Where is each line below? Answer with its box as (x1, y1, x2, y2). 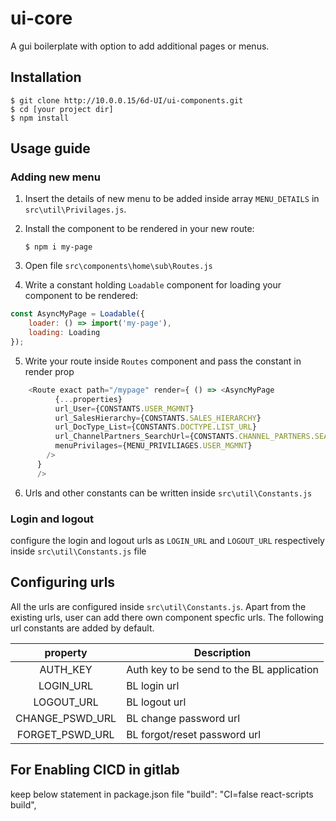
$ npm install (10, 113, 70, 123)
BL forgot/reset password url (126, 727, 262, 741)
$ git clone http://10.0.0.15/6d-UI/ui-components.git (10, 95, 244, 106)
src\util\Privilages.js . (24, 203, 127, 216)
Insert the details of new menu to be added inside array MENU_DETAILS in (24, 193, 320, 205)
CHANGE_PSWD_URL (15, 711, 117, 725)
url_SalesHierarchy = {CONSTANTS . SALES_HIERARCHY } (54, 413, 262, 423)
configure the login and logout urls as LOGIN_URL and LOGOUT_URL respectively (10, 534, 325, 546)
